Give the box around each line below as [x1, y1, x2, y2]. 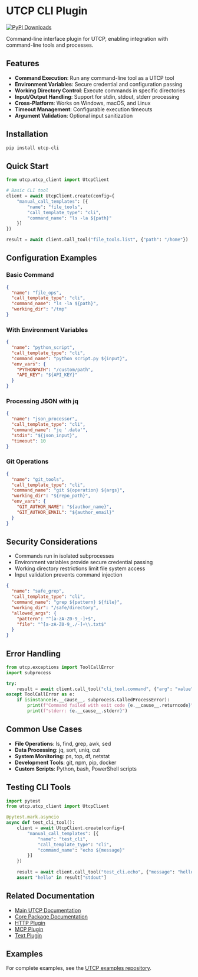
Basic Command [6, 271, 54, 279]
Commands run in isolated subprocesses [14, 552, 114, 559]
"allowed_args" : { [11, 610, 57, 616]
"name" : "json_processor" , [11, 416, 78, 422]
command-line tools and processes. [6, 41, 94, 48]
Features [6, 59, 39, 69]
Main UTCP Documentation [14, 907, 81, 914]
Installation [6, 129, 48, 140]
